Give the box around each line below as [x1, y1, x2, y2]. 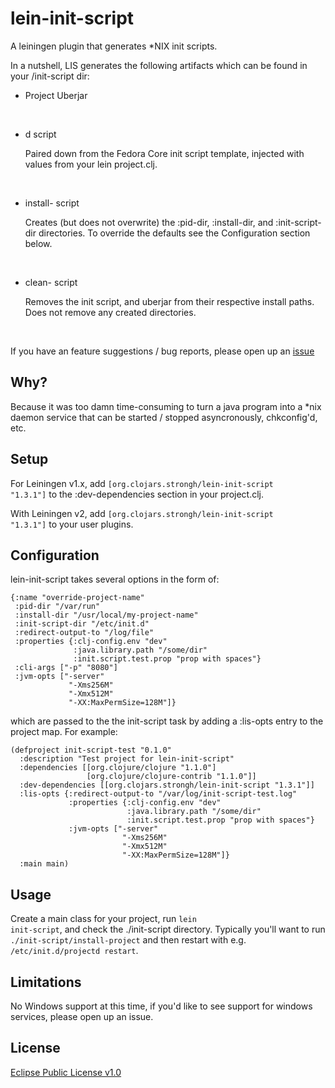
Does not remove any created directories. [24, 306, 197, 318]
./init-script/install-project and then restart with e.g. [10, 934, 247, 946]
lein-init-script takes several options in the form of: [10, 573, 220, 586]
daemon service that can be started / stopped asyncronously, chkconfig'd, [10, 411, 318, 423]
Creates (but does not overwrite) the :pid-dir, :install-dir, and [24, 216, 274, 228]
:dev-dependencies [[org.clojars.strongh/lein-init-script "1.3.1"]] [19, 780, 315, 791]
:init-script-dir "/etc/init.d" [14, 619, 150, 629]
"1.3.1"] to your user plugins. [10, 518, 134, 530]
